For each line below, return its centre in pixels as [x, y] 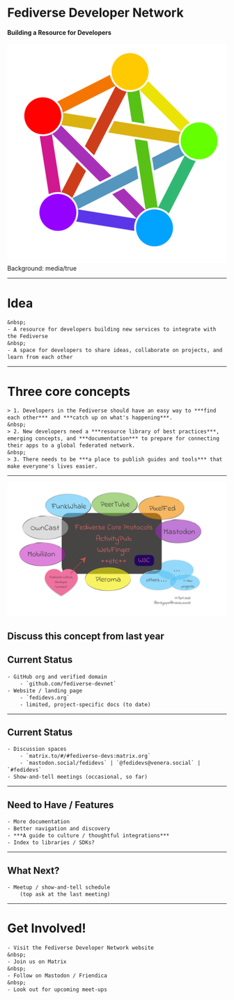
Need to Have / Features [61, 805]
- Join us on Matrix [37, 962]
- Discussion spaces [37, 749]
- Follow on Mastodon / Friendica [57, 976]
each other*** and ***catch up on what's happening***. [90, 418]
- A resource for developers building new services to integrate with [112, 330]
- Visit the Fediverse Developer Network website [81, 948]
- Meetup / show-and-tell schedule [59, 887]
